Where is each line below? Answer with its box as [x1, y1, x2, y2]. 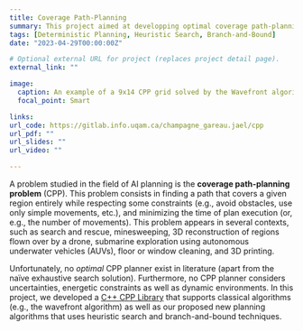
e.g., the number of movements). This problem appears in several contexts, [9, 217, 289, 227]
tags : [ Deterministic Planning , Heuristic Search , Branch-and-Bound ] [9, 30, 277, 39]
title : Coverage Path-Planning [9, 13, 127, 23]
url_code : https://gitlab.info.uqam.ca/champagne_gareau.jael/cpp [9, 121, 264, 130]
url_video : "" [9, 146, 63, 155]
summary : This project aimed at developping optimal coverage [9, 22, 248, 31]
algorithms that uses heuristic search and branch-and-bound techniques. [9, 311, 282, 321]
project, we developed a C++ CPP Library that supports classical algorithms [9, 292, 291, 302]
